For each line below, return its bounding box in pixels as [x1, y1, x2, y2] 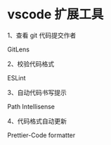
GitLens [7, 45, 30, 53]
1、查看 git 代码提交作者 [7, 31, 77, 39]
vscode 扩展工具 [7, 6, 104, 23]
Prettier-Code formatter [7, 131, 76, 139]
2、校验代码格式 [7, 59, 55, 68]
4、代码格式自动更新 [7, 117, 67, 125]
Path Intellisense [7, 102, 55, 111]
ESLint [7, 73, 26, 82]
